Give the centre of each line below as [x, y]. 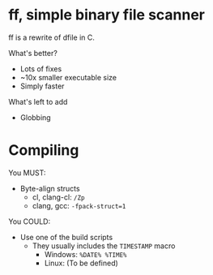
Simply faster [42, 86]
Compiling [44, 150]
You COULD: [30, 221]
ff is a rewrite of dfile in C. [52, 37]
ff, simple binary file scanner [106, 15]
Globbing [35, 117]
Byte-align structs [50, 188]
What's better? [33, 53]
